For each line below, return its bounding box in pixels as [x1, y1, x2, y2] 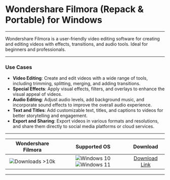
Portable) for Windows [5, 14, 103, 26]
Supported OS [75, 143, 111, 150]
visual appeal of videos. [12, 91, 62, 97]
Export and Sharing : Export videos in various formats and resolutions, [12, 118, 159, 124]
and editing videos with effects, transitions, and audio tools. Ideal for [5, 41, 148, 47]
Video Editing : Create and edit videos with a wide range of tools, [12, 75, 148, 81]
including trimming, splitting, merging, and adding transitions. [12, 81, 141, 87]
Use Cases [5, 64, 32, 71]
